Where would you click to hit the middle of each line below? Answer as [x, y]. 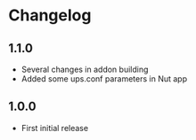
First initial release [55, 128]
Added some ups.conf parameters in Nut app [104, 79]
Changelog [50, 16]
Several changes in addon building [85, 69]
